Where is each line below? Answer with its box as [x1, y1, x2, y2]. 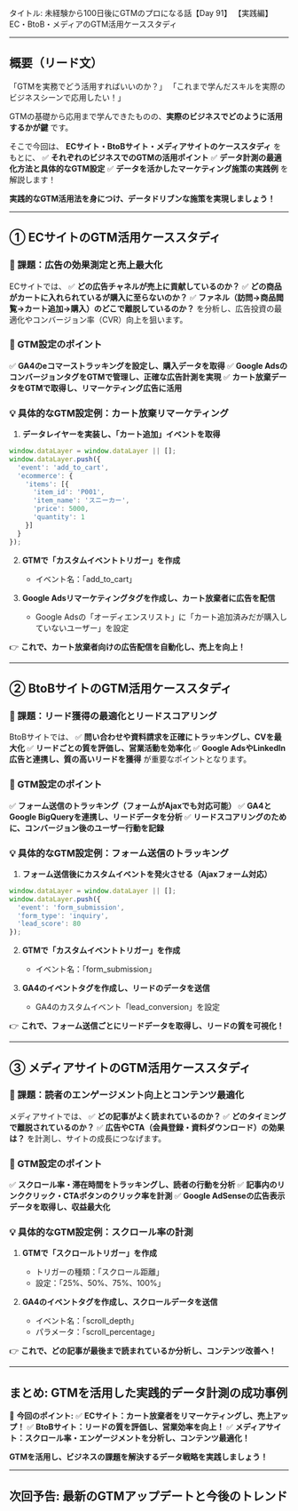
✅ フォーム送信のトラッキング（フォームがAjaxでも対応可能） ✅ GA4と [9, 800, 272, 811]
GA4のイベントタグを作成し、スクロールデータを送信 [21, 1297, 218, 1307]
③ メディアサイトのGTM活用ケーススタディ [9, 1060, 251, 1075]
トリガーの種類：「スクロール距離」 [35, 1267, 164, 1277]
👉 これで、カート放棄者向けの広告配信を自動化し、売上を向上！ [9, 641, 247, 652]
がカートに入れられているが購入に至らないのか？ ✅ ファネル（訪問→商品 [9, 292, 277, 302]
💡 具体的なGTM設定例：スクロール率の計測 [9, 1226, 193, 1238]
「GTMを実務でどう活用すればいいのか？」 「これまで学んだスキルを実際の [9, 81, 286, 92]
